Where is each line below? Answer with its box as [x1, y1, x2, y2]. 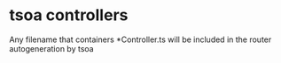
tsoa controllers [9, 5, 129, 25]
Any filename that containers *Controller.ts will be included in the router [9, 34, 272, 45]
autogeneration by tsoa [9, 43, 95, 53]
